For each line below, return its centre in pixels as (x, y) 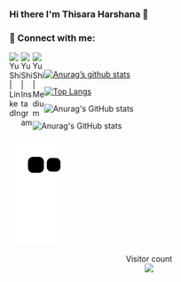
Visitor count (149, 259)
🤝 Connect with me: (52, 37)
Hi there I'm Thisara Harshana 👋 (79, 14)
